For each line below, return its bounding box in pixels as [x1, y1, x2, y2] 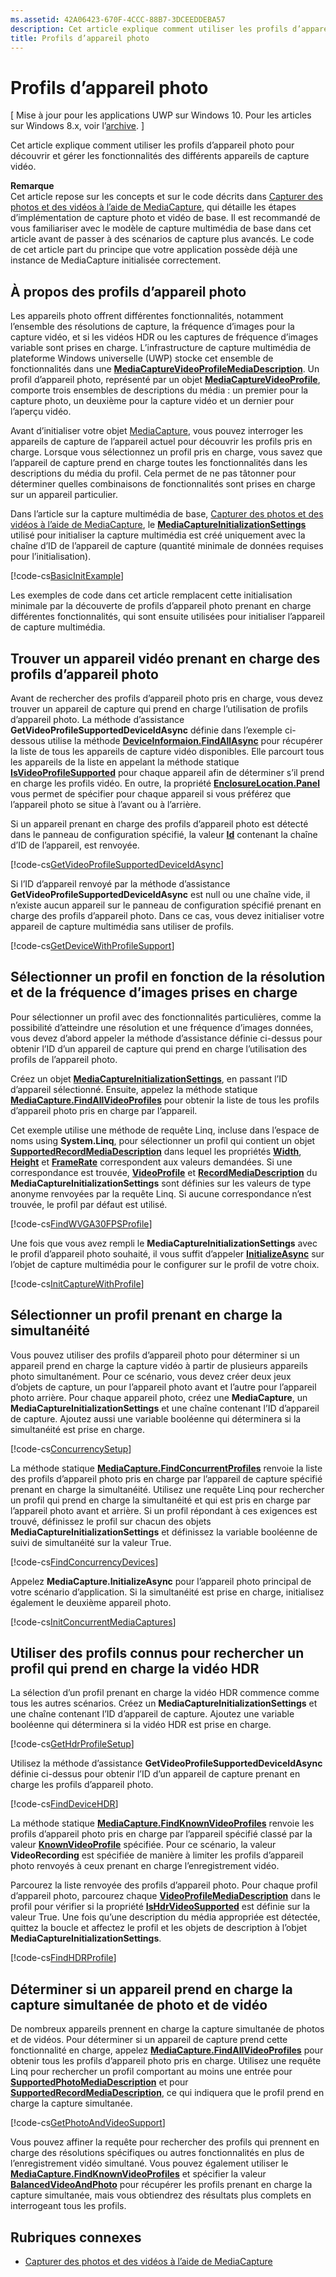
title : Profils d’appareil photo [10, 33, 150, 43]
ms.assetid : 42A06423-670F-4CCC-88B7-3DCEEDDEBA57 [10, 14, 226, 25]
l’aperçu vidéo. [10, 406, 72, 418]
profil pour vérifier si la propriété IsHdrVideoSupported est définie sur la [10, 1901, 311, 1913]
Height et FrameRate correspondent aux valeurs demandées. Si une [10, 1156, 293, 1168]
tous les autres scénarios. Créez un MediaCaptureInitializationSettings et [10, 1697, 318, 1710]
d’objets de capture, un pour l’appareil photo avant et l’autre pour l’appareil [10, 1381, 317, 1393]
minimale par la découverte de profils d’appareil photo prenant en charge [10, 600, 312, 612]
